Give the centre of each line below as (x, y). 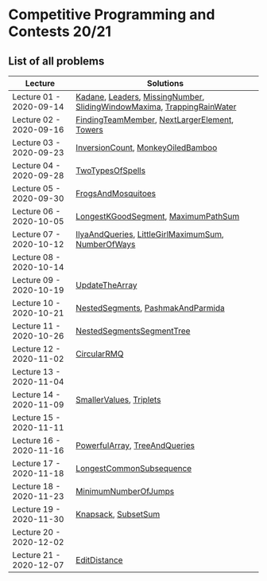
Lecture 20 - (37, 532)
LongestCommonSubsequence (133, 468)
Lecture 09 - (37, 280)
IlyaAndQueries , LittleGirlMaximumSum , (149, 234)
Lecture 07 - (37, 234)
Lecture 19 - (37, 509)
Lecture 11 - (37, 326)
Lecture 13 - (37, 372)
